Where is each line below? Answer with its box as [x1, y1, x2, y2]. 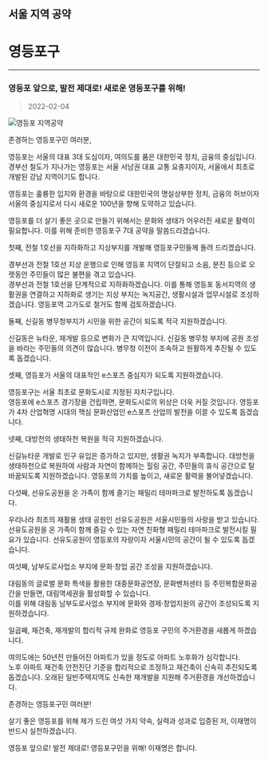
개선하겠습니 [216, 672, 256, 682]
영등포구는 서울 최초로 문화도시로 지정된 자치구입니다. [8, 387, 175, 396]
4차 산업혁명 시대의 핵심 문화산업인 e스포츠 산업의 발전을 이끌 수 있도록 [16, 407, 238, 416]
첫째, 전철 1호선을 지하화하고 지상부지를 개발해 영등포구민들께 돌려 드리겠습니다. [8, 242, 257, 252]
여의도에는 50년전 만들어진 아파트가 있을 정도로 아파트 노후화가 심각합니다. [8, 652, 241, 662]
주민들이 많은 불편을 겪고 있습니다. [29, 270, 136, 279]
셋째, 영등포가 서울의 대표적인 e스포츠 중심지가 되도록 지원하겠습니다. [8, 370, 223, 380]
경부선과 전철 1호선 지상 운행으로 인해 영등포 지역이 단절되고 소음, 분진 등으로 [8, 259, 247, 269]
